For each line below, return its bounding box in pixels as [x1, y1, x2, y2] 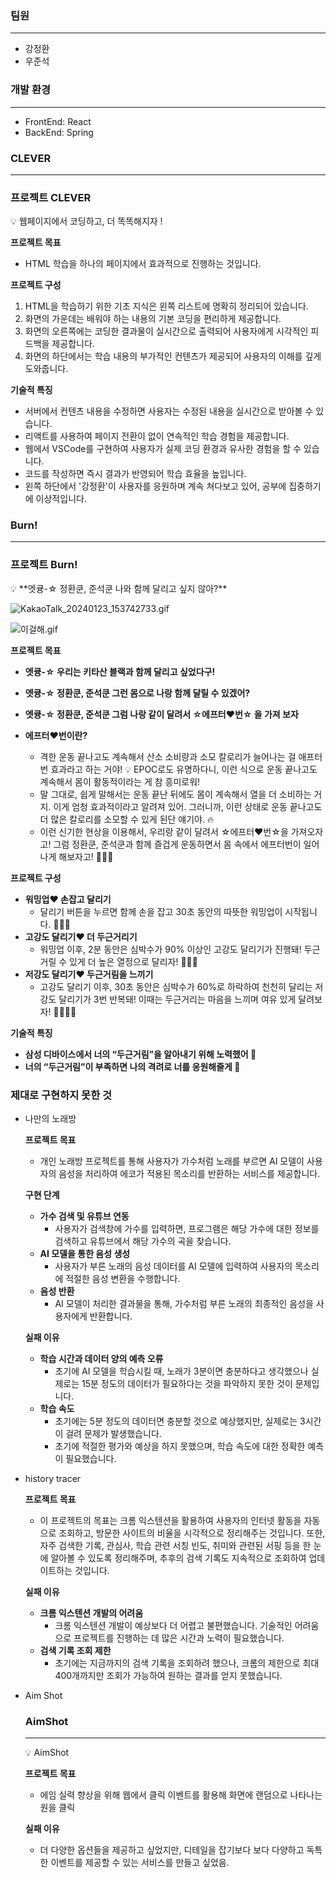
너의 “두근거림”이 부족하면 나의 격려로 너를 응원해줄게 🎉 [24, 1060, 241, 1072]
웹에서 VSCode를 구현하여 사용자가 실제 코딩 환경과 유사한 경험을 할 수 [24, 443, 302, 455]
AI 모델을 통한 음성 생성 [39, 1248, 131, 1260]
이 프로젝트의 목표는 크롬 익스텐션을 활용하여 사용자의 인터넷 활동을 [39, 1515, 302, 1527]
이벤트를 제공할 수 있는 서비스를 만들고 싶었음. [50, 1857, 230, 1869]
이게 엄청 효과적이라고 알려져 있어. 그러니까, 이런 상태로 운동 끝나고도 [53, 800, 323, 812]
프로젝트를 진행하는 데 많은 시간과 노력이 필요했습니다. [73, 1632, 285, 1644]
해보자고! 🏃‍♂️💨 [58, 850, 114, 862]
